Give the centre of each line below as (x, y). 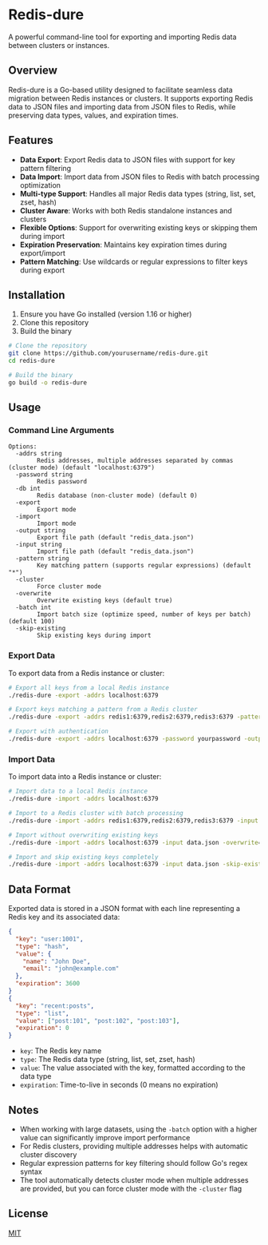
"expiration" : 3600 (48, 984)
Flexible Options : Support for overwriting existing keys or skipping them (138, 227)
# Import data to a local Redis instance (78, 792)
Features (31, 140)
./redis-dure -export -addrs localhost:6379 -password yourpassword (124, 739)
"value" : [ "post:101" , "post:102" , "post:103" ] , (98, 1020)
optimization (40, 185)
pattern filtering (45, 168)
